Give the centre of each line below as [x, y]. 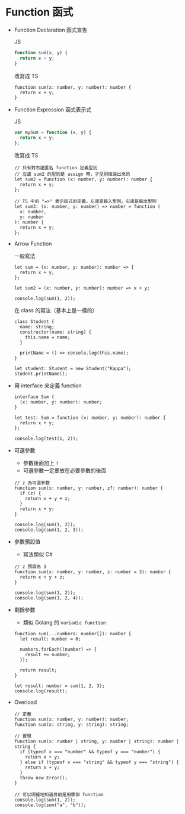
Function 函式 [39, 12]
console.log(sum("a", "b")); [50, 805]
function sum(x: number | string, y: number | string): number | [96, 742]
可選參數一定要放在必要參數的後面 [65, 471]
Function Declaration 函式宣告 [50, 30]
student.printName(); [41, 374]
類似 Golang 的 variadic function [64, 623]
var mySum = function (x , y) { [53, 132]
